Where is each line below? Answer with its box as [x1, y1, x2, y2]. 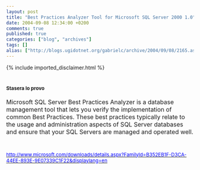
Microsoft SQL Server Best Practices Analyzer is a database [6, 98, 174, 106]
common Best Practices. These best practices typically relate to [6, 113, 186, 121]
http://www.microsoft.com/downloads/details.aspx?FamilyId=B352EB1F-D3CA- [6, 151, 187, 158]
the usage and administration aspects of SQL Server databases [6, 120, 183, 128]
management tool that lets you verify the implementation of [6, 105, 172, 113]
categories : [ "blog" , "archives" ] [6, 36, 92, 42]
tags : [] [6, 42, 28, 48]
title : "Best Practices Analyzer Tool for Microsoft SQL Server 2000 [6, 14, 183, 20]
